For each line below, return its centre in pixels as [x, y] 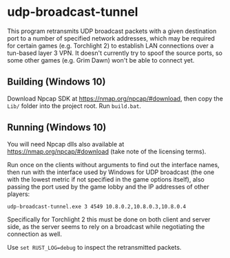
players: [19, 194]
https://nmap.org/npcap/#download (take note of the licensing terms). [107, 151]
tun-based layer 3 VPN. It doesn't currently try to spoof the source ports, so [115, 53]
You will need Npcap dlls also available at [66, 144]
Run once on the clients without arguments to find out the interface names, [113, 164]
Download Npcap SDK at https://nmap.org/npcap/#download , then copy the [115, 98]
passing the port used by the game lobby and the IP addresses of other [108, 186]
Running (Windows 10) [57, 128]
